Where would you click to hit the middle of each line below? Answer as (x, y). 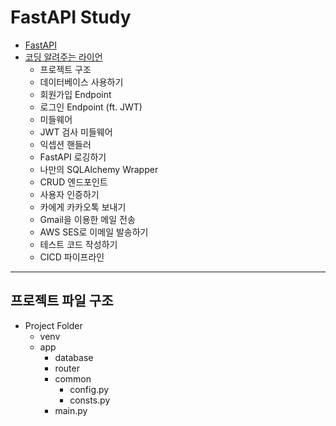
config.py (89, 389)
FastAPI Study (71, 17)
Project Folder (53, 325)
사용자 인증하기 (69, 194)
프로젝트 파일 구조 (62, 301)
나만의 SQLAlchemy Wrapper (99, 169)
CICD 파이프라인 (72, 257)
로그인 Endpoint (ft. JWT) (91, 107)
